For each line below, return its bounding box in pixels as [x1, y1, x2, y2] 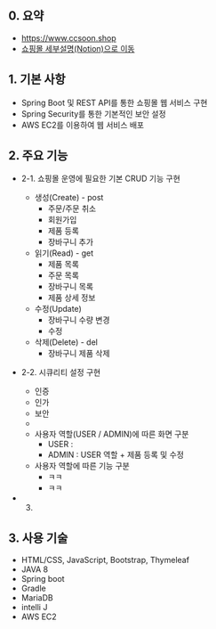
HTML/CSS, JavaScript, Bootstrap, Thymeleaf [20, 555, 190, 566]
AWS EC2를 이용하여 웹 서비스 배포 [20, 119, 144, 130]
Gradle [20, 583, 46, 594]
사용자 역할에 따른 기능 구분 [34, 461, 130, 471]
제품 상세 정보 [47, 292, 96, 303]
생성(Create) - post [34, 192, 104, 203]
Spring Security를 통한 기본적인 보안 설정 [20, 108, 166, 118]
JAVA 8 [20, 564, 49, 575]
